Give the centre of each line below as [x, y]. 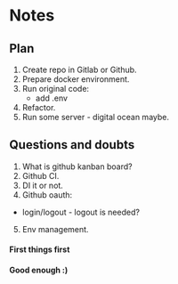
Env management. [55, 229]
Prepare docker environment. [76, 79]
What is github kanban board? [77, 166]
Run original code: [56, 89]
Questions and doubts [72, 145]
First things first [40, 249]
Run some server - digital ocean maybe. [95, 117]
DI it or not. [43, 185]
